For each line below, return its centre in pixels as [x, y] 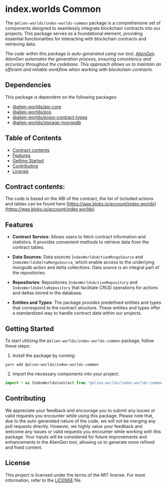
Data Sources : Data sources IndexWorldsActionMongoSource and [78, 257]
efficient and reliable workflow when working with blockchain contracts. [79, 69]
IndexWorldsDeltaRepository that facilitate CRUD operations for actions [85, 288]
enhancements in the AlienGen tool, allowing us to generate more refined [80, 442]
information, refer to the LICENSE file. [43, 480]
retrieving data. [21, 44]
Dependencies [28, 85]
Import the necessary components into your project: [66, 374]
